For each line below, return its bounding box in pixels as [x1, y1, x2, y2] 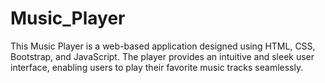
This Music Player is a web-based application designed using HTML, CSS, [10, 40, 316, 52]
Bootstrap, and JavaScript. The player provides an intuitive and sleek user [10, 50, 315, 62]
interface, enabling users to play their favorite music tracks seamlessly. [10, 61, 304, 73]
